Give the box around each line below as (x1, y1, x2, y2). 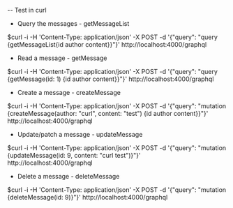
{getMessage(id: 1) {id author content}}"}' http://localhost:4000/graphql (7, 75, 214, 83)
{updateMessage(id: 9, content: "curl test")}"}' (7, 151, 141, 159)
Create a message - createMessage (17, 89, 121, 96)
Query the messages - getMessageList (17, 20, 130, 27)
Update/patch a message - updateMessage (17, 131, 143, 138)
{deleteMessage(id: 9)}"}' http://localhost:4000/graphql (7, 193, 168, 201)
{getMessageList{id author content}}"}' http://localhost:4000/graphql (7, 40, 207, 48)
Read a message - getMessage (17, 54, 107, 62)
